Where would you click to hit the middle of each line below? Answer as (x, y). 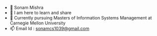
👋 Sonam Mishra (26, 8)
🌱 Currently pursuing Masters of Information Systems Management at (81, 18)
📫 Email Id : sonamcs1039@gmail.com (50, 28)
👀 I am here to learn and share (41, 13)
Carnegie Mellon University (38, 23)
